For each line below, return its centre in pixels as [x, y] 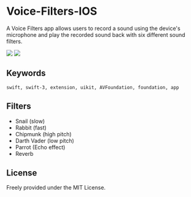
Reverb [24, 153]
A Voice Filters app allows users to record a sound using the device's [93, 28]
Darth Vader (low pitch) [45, 141]
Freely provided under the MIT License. [56, 188]
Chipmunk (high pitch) [43, 134]
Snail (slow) [30, 121]
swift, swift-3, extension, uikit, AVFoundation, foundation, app [93, 87]
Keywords [26, 73]
